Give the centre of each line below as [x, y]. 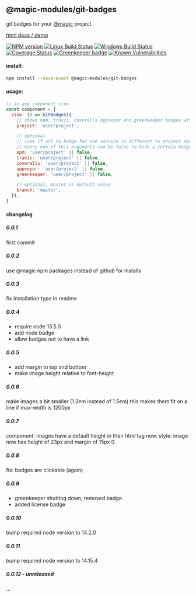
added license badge [40, 504]
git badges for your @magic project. [50, 23]
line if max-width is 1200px [38, 408]
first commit [20, 242]
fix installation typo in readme [42, 299]
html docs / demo [27, 35]
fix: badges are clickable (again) [45, 470]
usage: [15, 91]
